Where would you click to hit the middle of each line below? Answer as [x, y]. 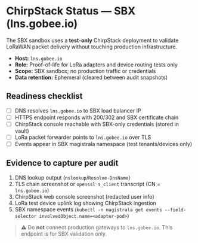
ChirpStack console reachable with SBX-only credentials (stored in [97, 124]
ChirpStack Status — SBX [71, 11]
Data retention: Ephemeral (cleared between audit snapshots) [91, 77]
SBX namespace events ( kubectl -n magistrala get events [88, 209]
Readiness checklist [44, 96]
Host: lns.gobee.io [38, 58]
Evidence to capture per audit [62, 163]
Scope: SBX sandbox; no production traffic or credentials [85, 71]
